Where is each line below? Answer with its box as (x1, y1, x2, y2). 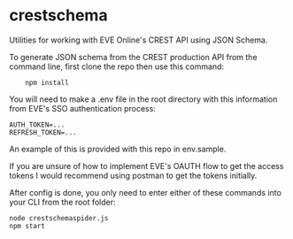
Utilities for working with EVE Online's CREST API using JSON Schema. (9, 35, 268, 45)
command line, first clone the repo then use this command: (9, 61, 224, 72)
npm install (25, 78, 69, 87)
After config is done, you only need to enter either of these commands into (9, 187, 281, 197)
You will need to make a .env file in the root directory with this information (9, 94, 278, 104)
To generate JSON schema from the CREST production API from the (9, 51, 258, 62)
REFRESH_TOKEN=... (9, 127, 77, 137)
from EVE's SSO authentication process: (9, 103, 157, 113)
